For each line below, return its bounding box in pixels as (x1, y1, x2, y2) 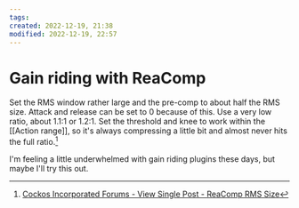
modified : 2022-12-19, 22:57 (9, 29, 117, 38)
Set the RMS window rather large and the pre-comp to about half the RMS (9, 97, 280, 108)
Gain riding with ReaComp (9, 68, 206, 88)
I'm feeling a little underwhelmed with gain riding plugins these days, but (9, 153, 276, 164)
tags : (9, 12, 29, 22)
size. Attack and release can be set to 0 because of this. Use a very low (9, 107, 272, 117)
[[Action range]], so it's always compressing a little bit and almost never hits (9, 125, 287, 136)
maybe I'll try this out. (9, 163, 89, 173)
